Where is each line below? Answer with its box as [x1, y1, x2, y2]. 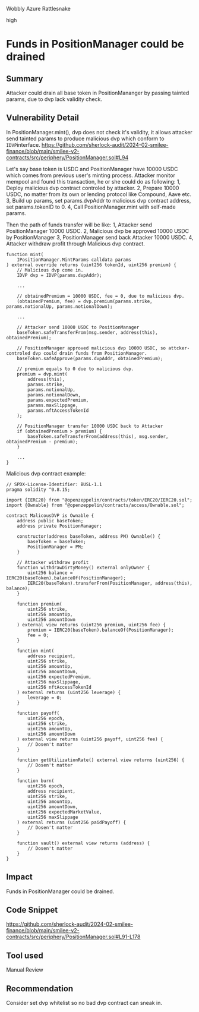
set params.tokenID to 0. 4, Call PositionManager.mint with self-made [6, 203, 176, 210]
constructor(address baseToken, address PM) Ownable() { [17, 533, 161, 540]
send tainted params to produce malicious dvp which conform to [6, 135, 165, 142]
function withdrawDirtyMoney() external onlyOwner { [17, 565, 150, 570]
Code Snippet [6, 905, 58, 915]
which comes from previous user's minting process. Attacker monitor [6, 172, 175, 179]
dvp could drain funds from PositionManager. [32, 350, 147, 356]
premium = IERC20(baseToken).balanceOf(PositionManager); [27, 627, 174, 633]
